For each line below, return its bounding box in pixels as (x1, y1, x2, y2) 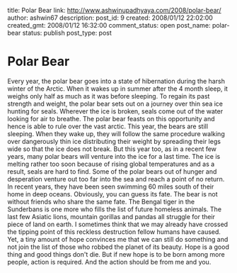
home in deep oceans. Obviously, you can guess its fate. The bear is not (7, 189, 218, 198)
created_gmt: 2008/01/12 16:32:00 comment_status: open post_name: (7, 21, 211, 29)
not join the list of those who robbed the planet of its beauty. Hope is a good (7, 243, 230, 251)
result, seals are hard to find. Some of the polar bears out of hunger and (7, 167, 217, 176)
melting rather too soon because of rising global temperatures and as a (7, 160, 215, 168)
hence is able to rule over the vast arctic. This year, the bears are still (7, 122, 209, 130)
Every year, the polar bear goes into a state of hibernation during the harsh (7, 77, 225, 85)
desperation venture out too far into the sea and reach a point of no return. (7, 174, 225, 183)
